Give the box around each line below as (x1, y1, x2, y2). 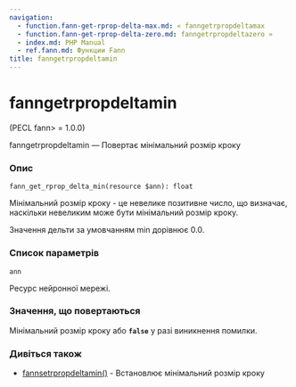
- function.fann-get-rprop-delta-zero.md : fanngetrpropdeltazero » (17, 29, 274, 38)
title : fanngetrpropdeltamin (9, 54, 118, 63)
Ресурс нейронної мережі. (9, 283, 111, 293)
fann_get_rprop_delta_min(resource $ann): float (9, 182, 193, 192)
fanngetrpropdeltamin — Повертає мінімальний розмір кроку (9, 139, 241, 150)
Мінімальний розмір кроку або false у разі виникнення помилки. (9, 325, 258, 335)
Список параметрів (9, 247, 100, 259)
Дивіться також (9, 347, 82, 359)
